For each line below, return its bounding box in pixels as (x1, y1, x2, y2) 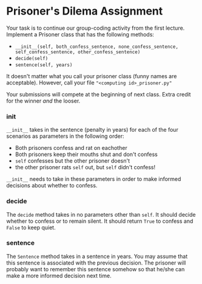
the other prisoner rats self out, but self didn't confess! (15, 164, 156, 171)
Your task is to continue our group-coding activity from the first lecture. (6, 24, 185, 32)
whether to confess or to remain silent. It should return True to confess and (6, 217, 194, 225)
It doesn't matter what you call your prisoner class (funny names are (6, 72, 177, 79)
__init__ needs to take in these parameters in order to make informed (6, 175, 181, 183)
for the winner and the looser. (6, 97, 81, 104)
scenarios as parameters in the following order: (6, 132, 124, 140)
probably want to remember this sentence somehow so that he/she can (6, 265, 185, 272)
